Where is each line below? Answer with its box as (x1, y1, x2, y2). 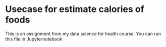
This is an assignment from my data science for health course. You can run (5, 30, 161, 36)
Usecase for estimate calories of (5, 3, 145, 15)
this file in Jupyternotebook (5, 36, 63, 42)
